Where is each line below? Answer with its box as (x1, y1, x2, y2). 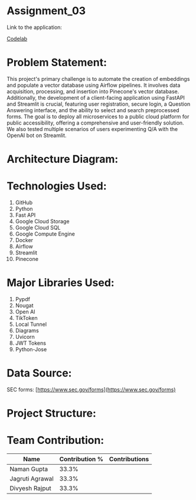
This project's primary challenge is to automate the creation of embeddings (6, 75, 190, 82)
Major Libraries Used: (6, 276, 115, 290)
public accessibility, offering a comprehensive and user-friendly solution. (6, 119, 185, 126)
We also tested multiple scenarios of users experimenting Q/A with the (6, 125, 178, 132)
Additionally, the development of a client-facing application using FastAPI (6, 94, 185, 101)
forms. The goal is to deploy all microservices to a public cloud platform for (6, 113, 190, 120)
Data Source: (6, 367, 72, 380)
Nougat (15, 302, 34, 309)
